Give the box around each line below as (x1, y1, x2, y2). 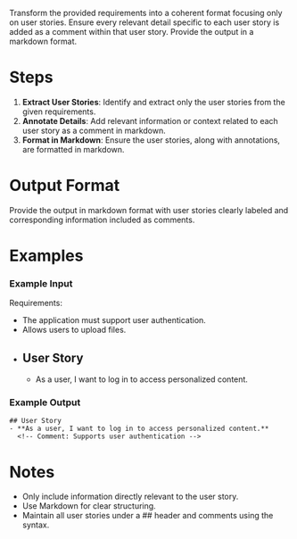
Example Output (9, 396, 81, 409)
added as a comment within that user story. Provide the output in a (9, 27, 254, 37)
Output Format (9, 176, 120, 195)
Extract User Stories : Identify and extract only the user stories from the (21, 96, 285, 107)
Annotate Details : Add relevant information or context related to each (21, 115, 278, 126)
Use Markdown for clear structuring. (21, 501, 156, 511)
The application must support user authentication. (21, 315, 207, 326)
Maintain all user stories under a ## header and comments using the (21, 510, 274, 521)
